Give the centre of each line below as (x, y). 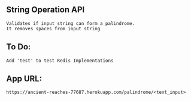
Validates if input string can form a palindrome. (71, 23)
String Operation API (46, 10)
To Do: (19, 47)
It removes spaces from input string (53, 29)
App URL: (24, 79)
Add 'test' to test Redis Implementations (60, 61)
